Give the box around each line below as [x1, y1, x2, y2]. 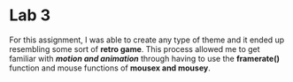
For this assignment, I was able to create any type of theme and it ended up [9, 34, 285, 45]
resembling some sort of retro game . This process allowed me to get [9, 43, 260, 54]
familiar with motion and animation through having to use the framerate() [9, 53, 281, 63]
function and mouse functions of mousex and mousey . [9, 63, 211, 73]
